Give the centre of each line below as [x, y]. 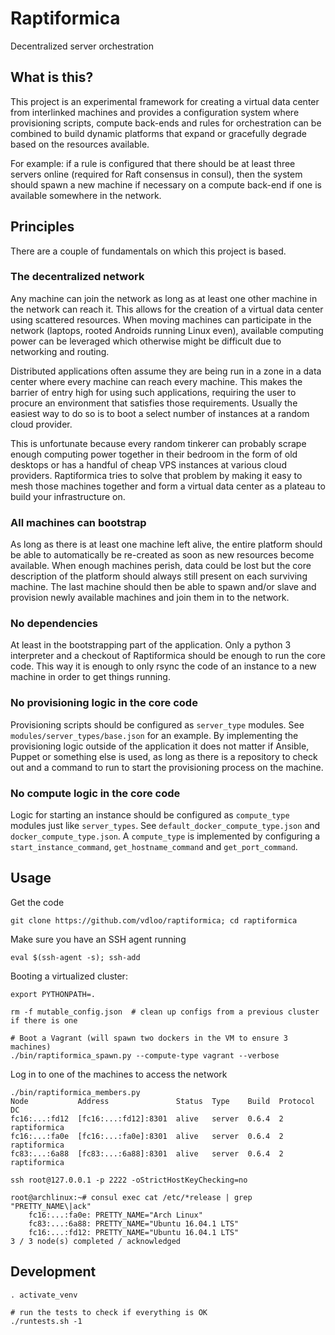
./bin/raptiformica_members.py [75, 1092]
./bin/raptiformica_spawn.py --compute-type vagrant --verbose [145, 1055]
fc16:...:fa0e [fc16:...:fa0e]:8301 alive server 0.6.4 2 [147, 1136]
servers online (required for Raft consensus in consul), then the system [156, 174]
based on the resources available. [80, 144]
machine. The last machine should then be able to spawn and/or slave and [163, 587]
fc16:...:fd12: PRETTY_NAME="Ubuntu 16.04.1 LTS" [134, 1232]
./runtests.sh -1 [46, 1321]
